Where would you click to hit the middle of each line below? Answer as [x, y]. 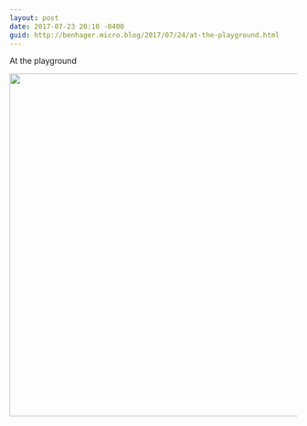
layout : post [34, 18]
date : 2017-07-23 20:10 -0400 [67, 27]
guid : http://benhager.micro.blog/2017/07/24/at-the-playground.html [145, 35]
